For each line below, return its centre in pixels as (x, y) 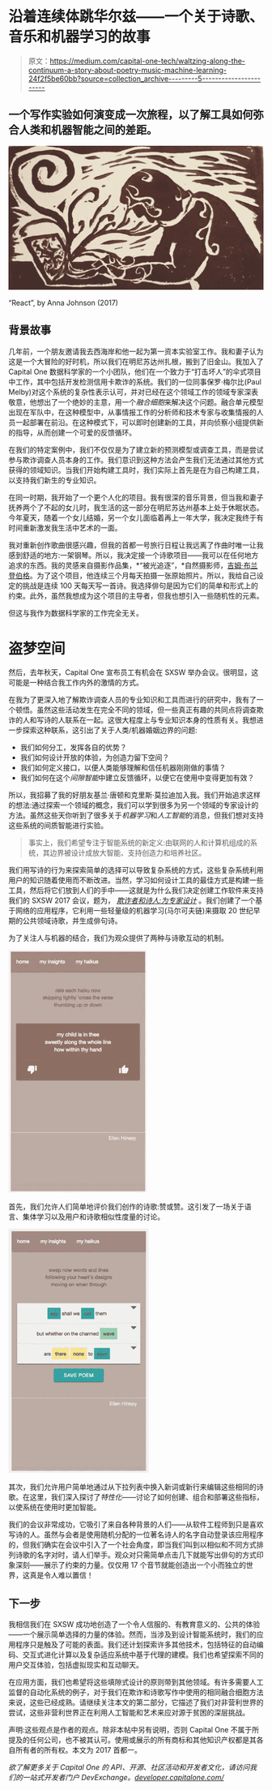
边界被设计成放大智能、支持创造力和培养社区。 (128, 853)
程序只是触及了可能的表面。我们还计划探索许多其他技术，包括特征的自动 (136, 1645)
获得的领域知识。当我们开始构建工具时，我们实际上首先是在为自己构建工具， (136, 470)
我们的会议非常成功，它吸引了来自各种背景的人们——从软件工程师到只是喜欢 (136, 1525)
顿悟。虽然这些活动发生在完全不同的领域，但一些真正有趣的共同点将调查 (136, 710)
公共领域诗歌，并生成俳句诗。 (72, 921)
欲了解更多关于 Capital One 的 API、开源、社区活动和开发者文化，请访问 (129, 1767)
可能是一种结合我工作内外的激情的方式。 (76, 683)
